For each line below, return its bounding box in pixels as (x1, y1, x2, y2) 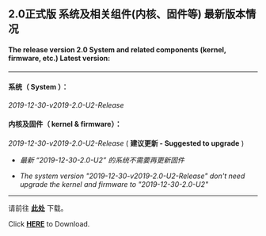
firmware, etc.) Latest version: (8, 53, 111, 63)
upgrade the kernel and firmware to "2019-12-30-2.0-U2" (19, 180, 208, 188)
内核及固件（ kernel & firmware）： (8, 120, 122, 129)
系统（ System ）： (8, 82, 69, 92)
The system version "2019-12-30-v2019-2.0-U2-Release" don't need (19, 171, 245, 181)
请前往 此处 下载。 (8, 204, 68, 212)
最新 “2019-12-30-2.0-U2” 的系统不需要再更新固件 (19, 155, 184, 165)
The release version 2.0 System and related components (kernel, (8, 44, 227, 54)
